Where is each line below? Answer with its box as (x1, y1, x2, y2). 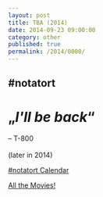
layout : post (8, 11, 51, 20)
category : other (8, 33, 61, 41)
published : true (8, 41, 61, 48)
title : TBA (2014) (8, 19, 68, 27)
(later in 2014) (8, 150, 53, 160)
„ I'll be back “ (8, 108, 95, 126)
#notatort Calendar (8, 166, 69, 175)
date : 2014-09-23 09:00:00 (8, 26, 96, 34)
